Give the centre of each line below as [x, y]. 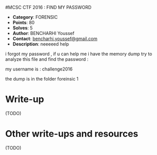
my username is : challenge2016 [39, 69]
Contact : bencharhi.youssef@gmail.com [55, 38]
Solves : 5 [23, 28]
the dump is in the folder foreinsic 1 [42, 79]
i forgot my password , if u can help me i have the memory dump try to [79, 54]
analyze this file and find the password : [47, 59]
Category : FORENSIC [35, 17]
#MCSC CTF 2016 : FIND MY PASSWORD [48, 7]
